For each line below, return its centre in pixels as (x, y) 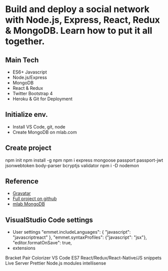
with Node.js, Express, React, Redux (83, 20)
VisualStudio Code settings (49, 220)
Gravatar (22, 193)
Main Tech (22, 60)
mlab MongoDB (29, 204)
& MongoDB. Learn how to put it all (79, 31)
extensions (24, 248)
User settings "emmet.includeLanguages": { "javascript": (72, 232)
